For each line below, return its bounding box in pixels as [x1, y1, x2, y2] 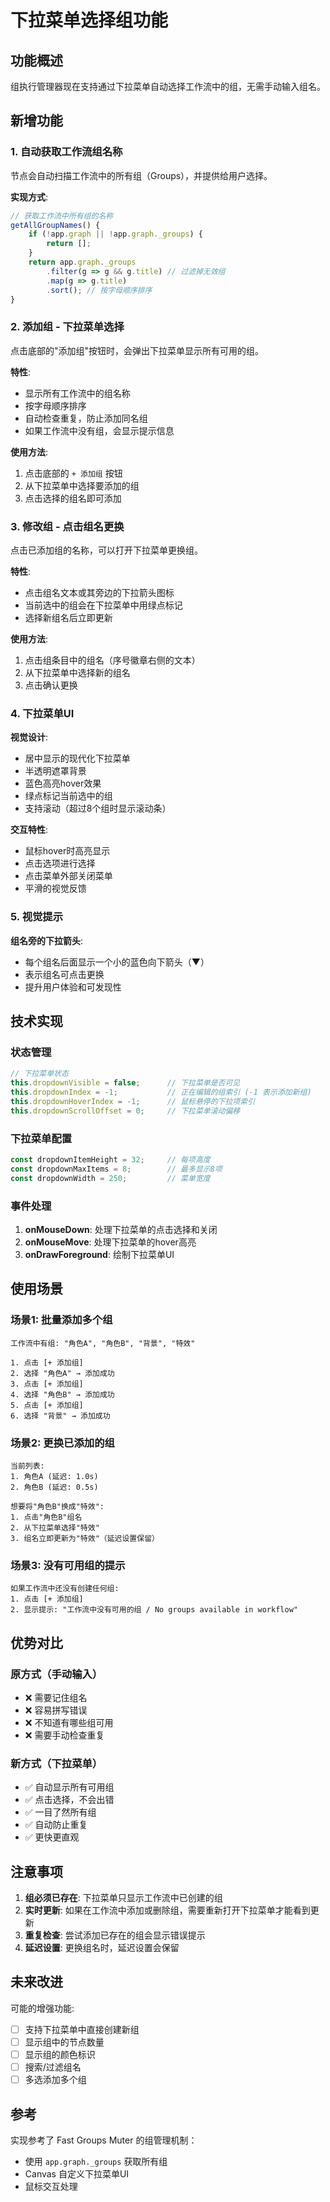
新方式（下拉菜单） [10, 1756, 103, 1770]
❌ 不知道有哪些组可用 [24, 1716, 114, 1728]
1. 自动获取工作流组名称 [10, 145, 123, 159]
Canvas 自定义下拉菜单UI [24, 2167, 130, 2180]
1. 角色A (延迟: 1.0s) [10, 1471, 99, 1481]
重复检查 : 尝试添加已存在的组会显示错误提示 [24, 1929, 206, 1941]
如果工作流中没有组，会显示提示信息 [24, 424, 175, 436]
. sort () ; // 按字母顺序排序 [46, 285, 153, 295]
